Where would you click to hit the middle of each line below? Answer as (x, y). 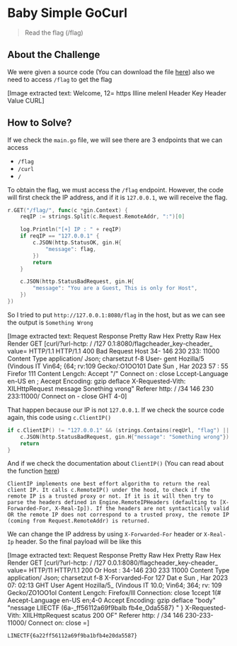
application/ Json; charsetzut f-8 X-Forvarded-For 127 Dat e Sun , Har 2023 (118, 578)
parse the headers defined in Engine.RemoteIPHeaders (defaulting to (112, 503)
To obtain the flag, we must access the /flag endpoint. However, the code (116, 189)
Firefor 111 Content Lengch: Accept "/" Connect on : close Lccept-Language (118, 373)
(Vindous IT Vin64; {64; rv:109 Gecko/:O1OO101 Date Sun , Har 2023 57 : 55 (118, 366)
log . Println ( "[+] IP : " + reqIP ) (71, 230)
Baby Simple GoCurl (68, 13)
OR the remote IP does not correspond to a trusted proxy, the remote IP (118, 515)
